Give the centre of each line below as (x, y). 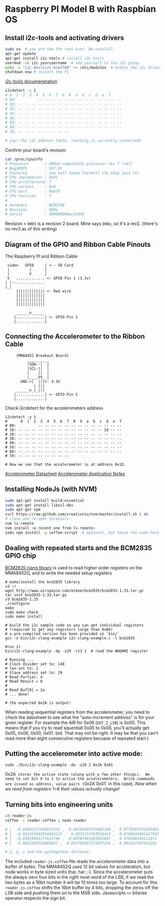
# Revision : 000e (31, 210)
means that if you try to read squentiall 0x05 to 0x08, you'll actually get (77, 728)
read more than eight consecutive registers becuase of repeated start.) (77, 738)
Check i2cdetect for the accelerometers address (54, 408)
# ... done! (17, 694)
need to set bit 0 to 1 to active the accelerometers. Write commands (80, 779)
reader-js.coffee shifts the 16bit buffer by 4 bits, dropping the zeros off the (82, 888)
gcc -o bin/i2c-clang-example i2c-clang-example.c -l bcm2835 (70, 638)
